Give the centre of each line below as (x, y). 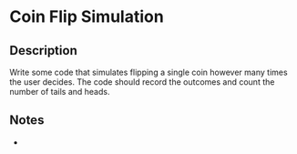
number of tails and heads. (60, 92)
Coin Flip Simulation (87, 17)
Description (43, 51)
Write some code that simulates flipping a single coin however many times (149, 72)
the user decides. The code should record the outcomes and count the (142, 82)
